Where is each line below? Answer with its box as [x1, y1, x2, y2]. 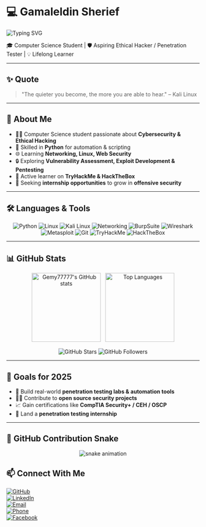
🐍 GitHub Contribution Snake [6, 433, 119, 444]
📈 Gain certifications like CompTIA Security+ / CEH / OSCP [15, 401, 167, 408]
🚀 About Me [6, 114, 52, 124]
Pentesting [15, 166, 44, 173]
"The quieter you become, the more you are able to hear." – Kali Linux [21, 90, 197, 98]
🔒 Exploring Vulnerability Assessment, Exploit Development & [15, 157, 175, 164]
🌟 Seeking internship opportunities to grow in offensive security [15, 179, 182, 186]
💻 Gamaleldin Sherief [6, 5, 120, 19]
